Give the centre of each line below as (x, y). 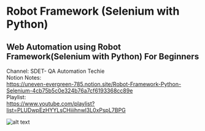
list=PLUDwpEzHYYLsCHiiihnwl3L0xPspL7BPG (66, 110)
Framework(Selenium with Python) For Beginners (103, 56)
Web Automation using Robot (64, 47)
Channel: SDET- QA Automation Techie (56, 71)
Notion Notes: (24, 77)
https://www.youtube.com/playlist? (51, 103)
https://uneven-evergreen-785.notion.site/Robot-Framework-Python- (94, 84)
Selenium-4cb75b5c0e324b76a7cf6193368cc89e (70, 91)
